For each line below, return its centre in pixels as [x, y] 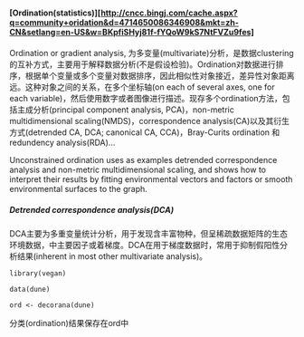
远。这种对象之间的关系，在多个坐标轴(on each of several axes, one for [142, 87]
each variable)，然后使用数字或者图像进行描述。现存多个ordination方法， [146, 99]
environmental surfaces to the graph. [78, 189]
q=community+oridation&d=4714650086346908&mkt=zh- [124, 22]
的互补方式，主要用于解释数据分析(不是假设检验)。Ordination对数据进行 [142, 64]
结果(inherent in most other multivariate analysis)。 [112, 256]
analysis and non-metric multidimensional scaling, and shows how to [138, 170]
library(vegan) [38, 274]
